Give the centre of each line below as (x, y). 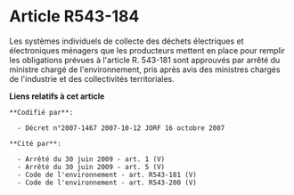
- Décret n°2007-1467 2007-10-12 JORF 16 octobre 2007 (121, 128)
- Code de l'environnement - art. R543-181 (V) (107, 175)
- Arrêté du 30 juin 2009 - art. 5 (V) (91, 167)
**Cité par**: (36, 143)
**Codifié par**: (41, 112)
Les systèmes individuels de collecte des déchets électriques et (127, 41)
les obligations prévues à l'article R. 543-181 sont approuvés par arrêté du (145, 60)
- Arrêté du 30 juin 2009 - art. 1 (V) (91, 159)
